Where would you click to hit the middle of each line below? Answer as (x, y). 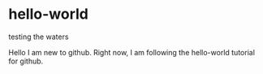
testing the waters (39, 37)
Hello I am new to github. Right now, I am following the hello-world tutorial (132, 52)
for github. (26, 61)
